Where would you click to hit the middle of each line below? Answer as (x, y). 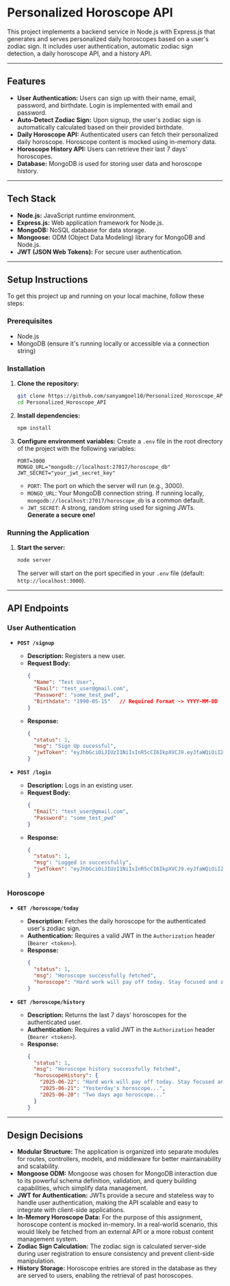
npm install (34, 428)
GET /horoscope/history (51, 1002)
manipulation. (36, 1261)
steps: (16, 304)
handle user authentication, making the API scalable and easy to (107, 1203)
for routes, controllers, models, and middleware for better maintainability (119, 1159)
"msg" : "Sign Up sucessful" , (75, 746)
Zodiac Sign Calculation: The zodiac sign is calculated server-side (112, 1246)
